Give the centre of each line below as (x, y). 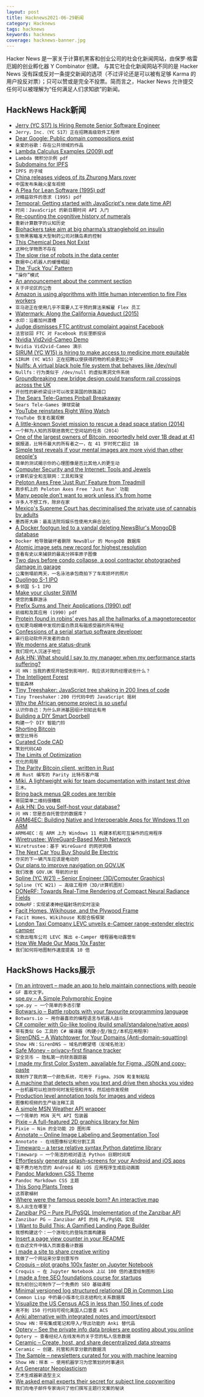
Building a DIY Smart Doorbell (52, 716)
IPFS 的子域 (29, 171)
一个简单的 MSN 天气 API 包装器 (51, 1115)
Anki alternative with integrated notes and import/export (86, 1316)
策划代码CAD (28, 749)
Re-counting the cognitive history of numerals (73, 216)
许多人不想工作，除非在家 (42, 502)
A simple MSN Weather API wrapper (61, 1109)
